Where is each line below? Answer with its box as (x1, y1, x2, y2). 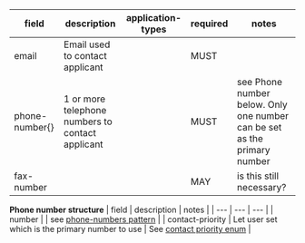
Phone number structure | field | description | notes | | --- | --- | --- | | (9, 204, 274, 215)
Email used (63, 38, 111, 51)
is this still (237, 170, 280, 182)
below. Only (237, 99, 288, 111)
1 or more (63, 92, 106, 105)
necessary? (237, 181, 287, 193)
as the (237, 132, 263, 144)
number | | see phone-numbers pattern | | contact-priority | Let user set (9, 214, 278, 225)
